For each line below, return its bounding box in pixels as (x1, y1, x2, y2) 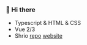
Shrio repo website (14, 32, 62, 40)
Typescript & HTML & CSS (14, 19, 81, 27)
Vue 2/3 (14, 26, 36, 33)
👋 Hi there (6, 5, 36, 14)
